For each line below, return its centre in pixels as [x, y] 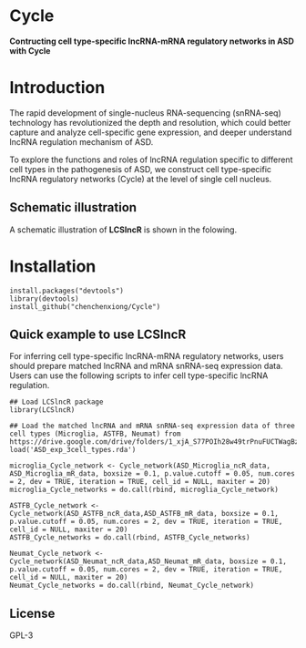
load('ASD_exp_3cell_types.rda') [73, 450]
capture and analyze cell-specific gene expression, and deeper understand [151, 132]
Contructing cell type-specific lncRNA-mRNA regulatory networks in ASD [152, 41]
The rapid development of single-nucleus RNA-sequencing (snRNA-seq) [146, 113]
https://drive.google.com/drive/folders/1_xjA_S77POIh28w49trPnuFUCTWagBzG [156, 442]
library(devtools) [44, 298]
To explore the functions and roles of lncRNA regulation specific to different [151, 159]
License [32, 613]
